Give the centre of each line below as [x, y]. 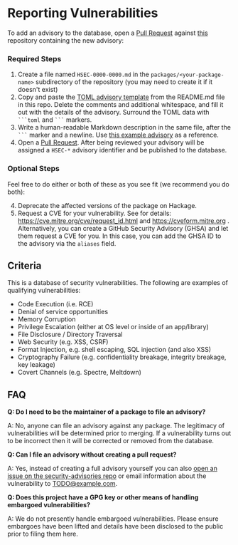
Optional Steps [34, 169]
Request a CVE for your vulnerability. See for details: [94, 213]
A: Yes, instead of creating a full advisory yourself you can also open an [113, 469]
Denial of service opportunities [63, 312]
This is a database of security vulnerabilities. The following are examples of [118, 283]
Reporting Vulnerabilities [83, 13]
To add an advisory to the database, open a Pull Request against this [108, 33]
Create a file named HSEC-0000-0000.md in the [83, 74]
